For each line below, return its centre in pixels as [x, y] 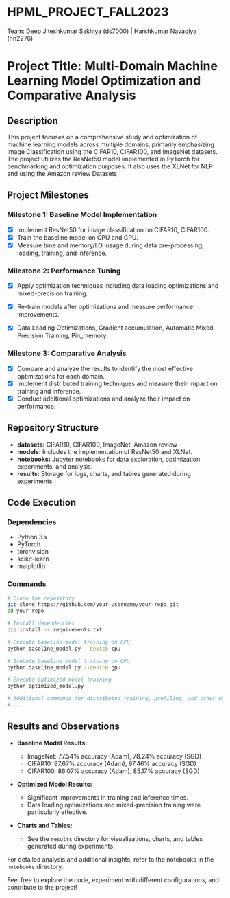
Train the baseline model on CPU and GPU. [77, 237]
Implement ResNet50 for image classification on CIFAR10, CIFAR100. [113, 229]
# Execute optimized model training [59, 680]
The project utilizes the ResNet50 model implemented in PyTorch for [103, 159]
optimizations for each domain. [61, 376]
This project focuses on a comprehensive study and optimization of [102, 137]
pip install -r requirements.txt [55, 630]
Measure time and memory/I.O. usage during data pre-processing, [110, 245]
